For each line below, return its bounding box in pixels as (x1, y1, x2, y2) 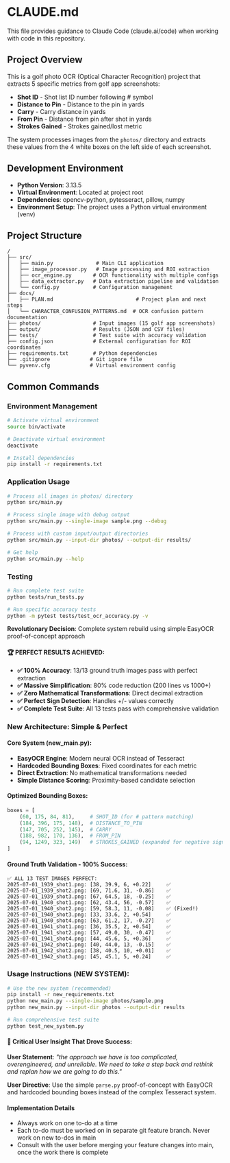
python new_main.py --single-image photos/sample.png (7, 998, 164, 1004)
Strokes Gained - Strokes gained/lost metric (16, 122, 142, 130)
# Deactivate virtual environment (7, 435, 106, 443)
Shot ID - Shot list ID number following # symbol (16, 93, 153, 101)
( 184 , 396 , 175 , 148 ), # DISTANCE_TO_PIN (19, 820, 142, 827)
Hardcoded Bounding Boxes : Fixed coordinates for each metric (16, 761, 197, 770)
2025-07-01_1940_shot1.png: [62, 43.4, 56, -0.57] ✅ (7, 899, 171, 906)
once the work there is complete (16, 1148, 109, 1157)
